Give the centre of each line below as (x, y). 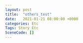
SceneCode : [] (20, 33)
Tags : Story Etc (22, 28)
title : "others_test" (28, 14)
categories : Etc (22, 23)
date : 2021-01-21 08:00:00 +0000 (42, 19)
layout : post (19, 10)
